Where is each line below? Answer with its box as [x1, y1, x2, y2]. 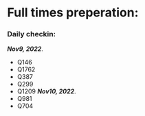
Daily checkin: [7, 30, 56, 39]
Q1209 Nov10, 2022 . [16, 87, 77, 95]
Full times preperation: [7, 5, 139, 21]
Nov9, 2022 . [7, 45, 43, 53]
